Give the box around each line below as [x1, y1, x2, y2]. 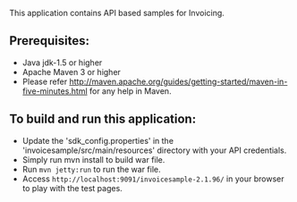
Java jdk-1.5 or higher [21, 57, 103, 68]
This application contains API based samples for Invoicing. [9, 8, 225, 18]
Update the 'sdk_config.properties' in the [21, 135, 174, 146]
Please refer [21, 76, 68, 87]
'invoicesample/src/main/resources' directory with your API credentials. [21, 145, 287, 156]
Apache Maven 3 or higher [21, 66, 121, 77]
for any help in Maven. [89, 85, 172, 97]
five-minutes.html [21, 85, 88, 97]
